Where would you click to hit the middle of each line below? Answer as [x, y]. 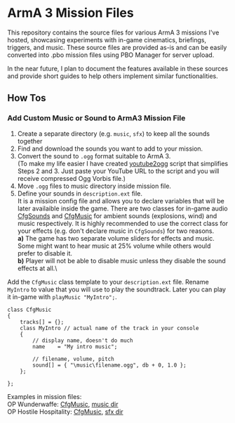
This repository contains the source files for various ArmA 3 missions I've [113, 32]
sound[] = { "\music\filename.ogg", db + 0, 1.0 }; [110, 365]
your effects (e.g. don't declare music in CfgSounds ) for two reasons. [116, 231]
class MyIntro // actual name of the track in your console [109, 328]
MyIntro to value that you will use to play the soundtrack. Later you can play [117, 289]
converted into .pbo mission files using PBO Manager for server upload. [111, 55]
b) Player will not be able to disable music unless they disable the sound [121, 260]
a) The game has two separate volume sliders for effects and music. [116, 238]
